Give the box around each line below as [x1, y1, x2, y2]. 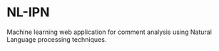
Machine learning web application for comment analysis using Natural [6, 28, 212, 36]
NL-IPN [6, 4, 50, 21]
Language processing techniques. [6, 35, 107, 43]
